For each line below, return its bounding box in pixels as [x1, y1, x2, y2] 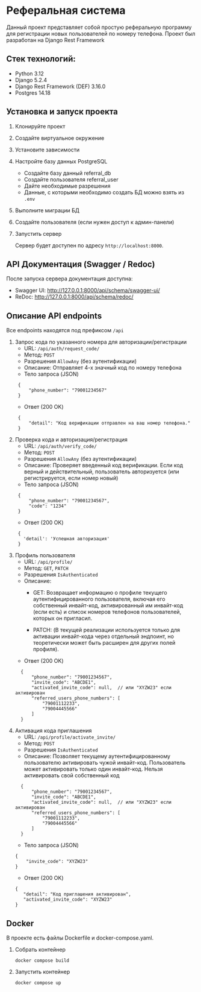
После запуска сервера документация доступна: [6, 275, 133, 282]
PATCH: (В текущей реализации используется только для [32, 627, 181, 634]
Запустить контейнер [14, 968, 70, 975]
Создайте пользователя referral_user [23, 175, 119, 183]
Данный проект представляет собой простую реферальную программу [6, 24, 192, 31]
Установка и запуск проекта [6, 107, 119, 117]
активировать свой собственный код [23, 772, 120, 779]
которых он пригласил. [32, 614, 93, 622]
